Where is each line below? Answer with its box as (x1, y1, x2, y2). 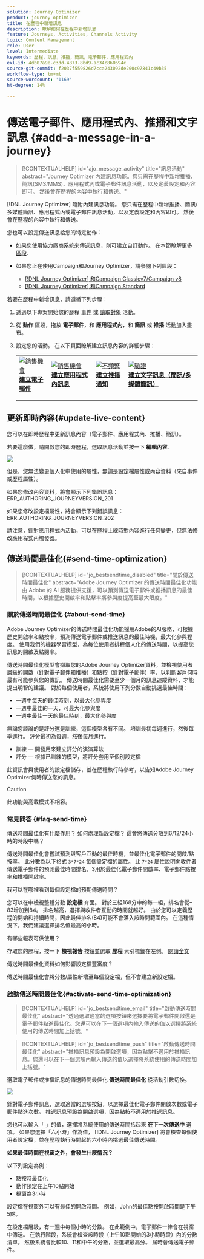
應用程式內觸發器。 (12, 534, 60, 541)
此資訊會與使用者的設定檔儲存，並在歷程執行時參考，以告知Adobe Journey (7, 766, 194, 773)
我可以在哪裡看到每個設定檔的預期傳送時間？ (7, 886, 119, 893)
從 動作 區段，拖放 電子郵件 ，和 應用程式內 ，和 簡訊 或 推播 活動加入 (15, 321, 187, 329)
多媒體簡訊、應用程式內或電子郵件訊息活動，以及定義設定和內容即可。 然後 (7, 208, 194, 216)
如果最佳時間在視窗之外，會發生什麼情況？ (7, 1149, 113, 1156)
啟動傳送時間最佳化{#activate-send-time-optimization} (7, 990, 172, 998)
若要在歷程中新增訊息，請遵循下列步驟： (7, 295, 108, 302)
